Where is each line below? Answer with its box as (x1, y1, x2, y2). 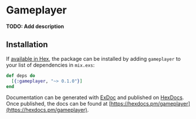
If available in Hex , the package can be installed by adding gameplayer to (6, 55, 181, 62)
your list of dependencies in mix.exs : (6, 61, 95, 68)
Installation (6, 40, 48, 50)
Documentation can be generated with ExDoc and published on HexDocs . (6, 94, 184, 101)
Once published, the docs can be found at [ (6, 100, 111, 107)
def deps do (6, 72, 35, 79)
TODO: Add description (6, 23, 65, 30)
